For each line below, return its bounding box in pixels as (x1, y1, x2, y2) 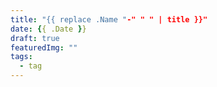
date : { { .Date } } (10, 24, 87, 34)
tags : (10, 52, 33, 62)
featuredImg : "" (10, 42, 78, 53)
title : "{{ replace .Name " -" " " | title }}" (10, 14, 208, 25)
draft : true (10, 33, 60, 43)
